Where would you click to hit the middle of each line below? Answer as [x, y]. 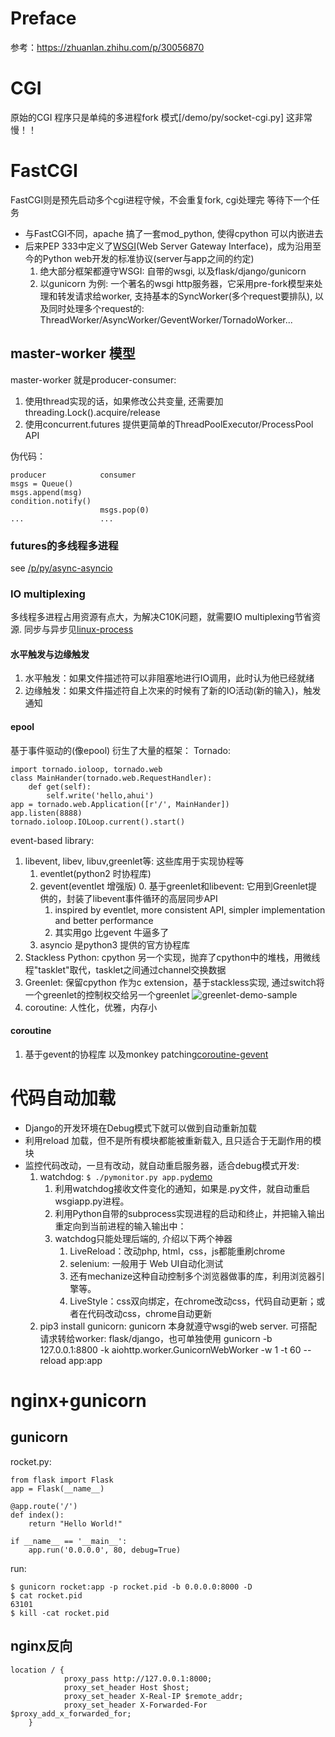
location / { [37, 1670]
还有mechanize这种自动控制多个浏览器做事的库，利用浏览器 [193, 1276]
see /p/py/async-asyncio [61, 568]
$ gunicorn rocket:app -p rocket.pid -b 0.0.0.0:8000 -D [131, 1587]
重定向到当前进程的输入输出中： [120, 1226]
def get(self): [60, 787]
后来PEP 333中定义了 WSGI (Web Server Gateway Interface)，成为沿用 [168, 246]
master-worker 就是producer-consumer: [93, 379]
